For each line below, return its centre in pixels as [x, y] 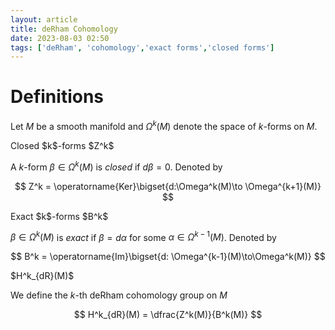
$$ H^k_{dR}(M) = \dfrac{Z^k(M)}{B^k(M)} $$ [168, 315]
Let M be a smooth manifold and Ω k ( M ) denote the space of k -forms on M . [164, 125]
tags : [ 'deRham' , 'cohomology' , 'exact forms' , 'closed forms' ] [142, 47]
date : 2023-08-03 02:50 [60, 38]
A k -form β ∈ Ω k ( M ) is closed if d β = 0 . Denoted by [116, 166]
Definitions [57, 97]
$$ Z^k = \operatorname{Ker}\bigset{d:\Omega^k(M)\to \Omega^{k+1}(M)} [168, 186]
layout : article [44, 19]
